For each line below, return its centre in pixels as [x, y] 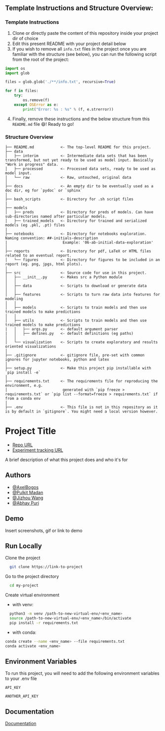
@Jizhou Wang [28, 498]
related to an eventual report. [38, 255]
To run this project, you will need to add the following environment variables [82, 674]
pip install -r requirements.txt [44, 623]
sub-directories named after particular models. [56, 216]
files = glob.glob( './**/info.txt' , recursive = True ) [61, 82]
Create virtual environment [32, 595]
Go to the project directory [32, 576]
